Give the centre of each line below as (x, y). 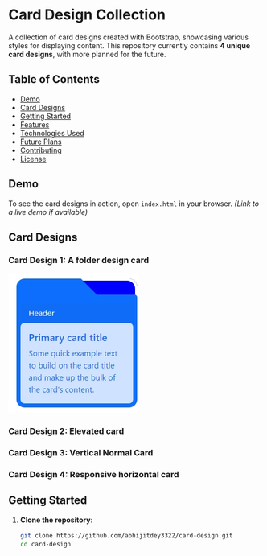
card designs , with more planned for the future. (87, 54)
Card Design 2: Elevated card (66, 431)
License (33, 159)
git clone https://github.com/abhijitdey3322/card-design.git (126, 535)
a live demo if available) (48, 212)
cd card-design (45, 544)
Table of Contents (54, 79)
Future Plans (41, 142)
